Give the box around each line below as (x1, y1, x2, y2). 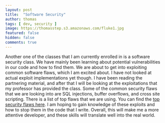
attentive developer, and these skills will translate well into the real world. (5, 112, 155, 118)
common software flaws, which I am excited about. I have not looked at (5, 69, 152, 75)
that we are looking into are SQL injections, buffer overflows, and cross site (5, 90, 160, 96)
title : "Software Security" (5, 12, 66, 17)
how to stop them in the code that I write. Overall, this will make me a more (5, 106, 159, 112)
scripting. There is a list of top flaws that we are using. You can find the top (5, 96, 160, 102)
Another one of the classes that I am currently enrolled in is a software (5, 53, 150, 59)
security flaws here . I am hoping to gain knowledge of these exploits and (5, 101, 155, 107)
